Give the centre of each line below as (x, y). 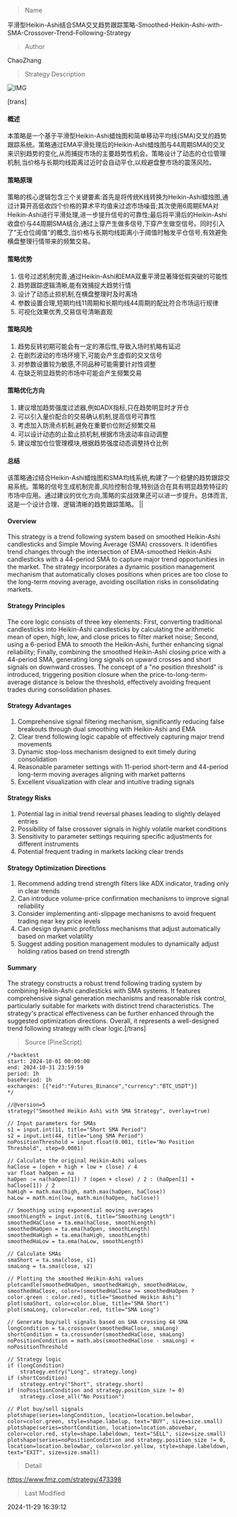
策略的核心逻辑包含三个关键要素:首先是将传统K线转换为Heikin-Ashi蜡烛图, (115, 197)
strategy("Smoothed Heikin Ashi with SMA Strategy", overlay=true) (109, 1111)
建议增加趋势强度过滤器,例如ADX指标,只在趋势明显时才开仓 (103, 408)
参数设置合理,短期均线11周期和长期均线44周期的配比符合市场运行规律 (118, 303)
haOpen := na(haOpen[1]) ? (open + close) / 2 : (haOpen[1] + (101, 1180)
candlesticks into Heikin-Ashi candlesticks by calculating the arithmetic (111, 629)
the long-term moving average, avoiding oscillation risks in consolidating (113, 582)
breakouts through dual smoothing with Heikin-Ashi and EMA (106, 729)
